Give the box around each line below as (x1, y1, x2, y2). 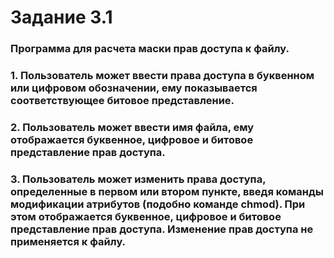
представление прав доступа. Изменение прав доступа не (10, 222, 314, 236)
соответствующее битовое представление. (10, 94, 235, 108)
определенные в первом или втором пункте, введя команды (10, 184, 324, 198)
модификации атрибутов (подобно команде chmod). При (10, 197, 306, 211)
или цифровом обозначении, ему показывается (10, 81, 258, 95)
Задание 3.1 (10, 6, 113, 29)
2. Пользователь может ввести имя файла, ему (10, 120, 255, 134)
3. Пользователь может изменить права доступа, (10, 172, 267, 186)
